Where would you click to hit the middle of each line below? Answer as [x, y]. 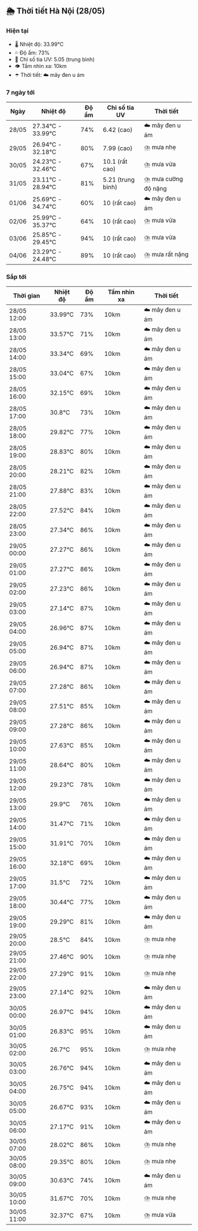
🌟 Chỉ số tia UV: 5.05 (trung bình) [55, 59]
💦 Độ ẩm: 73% [32, 53]
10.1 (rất [115, 161]
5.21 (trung [119, 180]
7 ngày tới [21, 92]
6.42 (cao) [118, 130]
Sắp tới [16, 277]
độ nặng [155, 188]
